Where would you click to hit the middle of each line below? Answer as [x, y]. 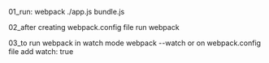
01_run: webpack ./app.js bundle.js [67, 12]
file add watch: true [41, 51]
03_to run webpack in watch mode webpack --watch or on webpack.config [135, 43]
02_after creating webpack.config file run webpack [94, 27]
